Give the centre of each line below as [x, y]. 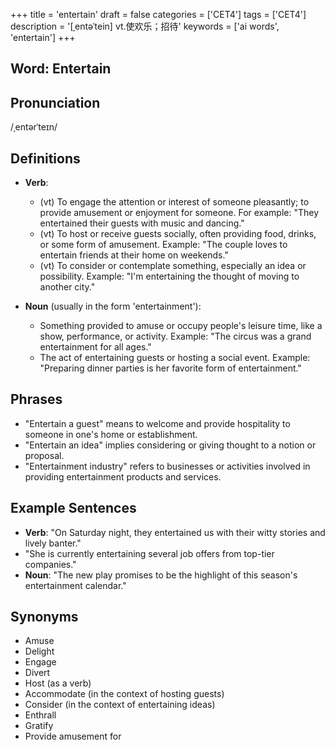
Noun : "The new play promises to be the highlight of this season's [161, 575]
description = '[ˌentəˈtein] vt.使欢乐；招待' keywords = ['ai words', [145, 26]
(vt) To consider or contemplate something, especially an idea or [173, 266]
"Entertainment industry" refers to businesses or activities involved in [167, 466]
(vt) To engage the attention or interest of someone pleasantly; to [174, 202]
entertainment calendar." [75, 585]
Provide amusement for [73, 736]
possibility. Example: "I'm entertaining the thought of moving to [169, 276]
